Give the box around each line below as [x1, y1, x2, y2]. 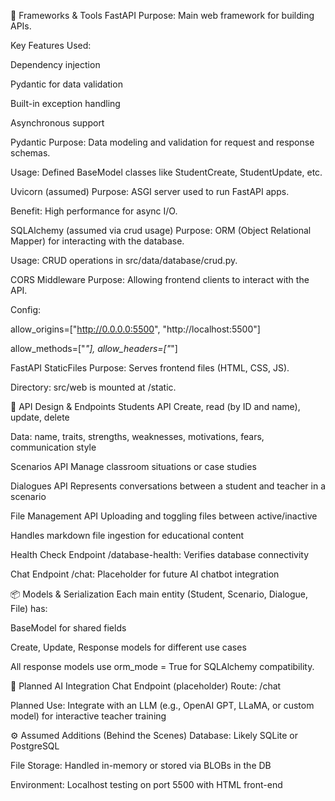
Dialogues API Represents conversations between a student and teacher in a [10, 480, 327, 492]
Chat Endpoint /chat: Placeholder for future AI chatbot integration [10, 568, 280, 580]
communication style [10, 441, 97, 453]
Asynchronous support [10, 117, 105, 129]
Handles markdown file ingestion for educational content [10, 530, 245, 541]
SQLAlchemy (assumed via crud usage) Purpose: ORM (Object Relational [10, 225, 312, 236]
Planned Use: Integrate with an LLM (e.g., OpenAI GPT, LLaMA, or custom [10, 700, 315, 711]
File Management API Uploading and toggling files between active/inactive [10, 510, 318, 522]
